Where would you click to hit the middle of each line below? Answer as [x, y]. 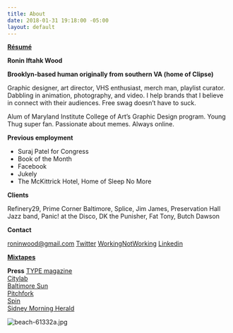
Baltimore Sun [28, 286]
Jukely [27, 174]
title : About [26, 14]
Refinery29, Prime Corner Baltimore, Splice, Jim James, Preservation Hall [114, 209]
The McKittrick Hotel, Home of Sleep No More [84, 181]
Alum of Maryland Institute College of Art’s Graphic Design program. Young [116, 116]
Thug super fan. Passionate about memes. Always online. [91, 124]
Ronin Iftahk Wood [35, 61]
